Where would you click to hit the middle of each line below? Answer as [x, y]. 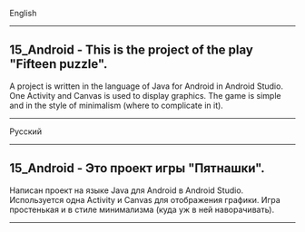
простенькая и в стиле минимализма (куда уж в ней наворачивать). [142, 209]
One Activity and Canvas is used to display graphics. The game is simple [145, 95]
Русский [26, 131]
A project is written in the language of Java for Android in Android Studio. [147, 86]
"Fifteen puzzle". [59, 64]
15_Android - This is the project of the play [132, 50]
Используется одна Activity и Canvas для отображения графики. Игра [145, 199]
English [23, 13]
